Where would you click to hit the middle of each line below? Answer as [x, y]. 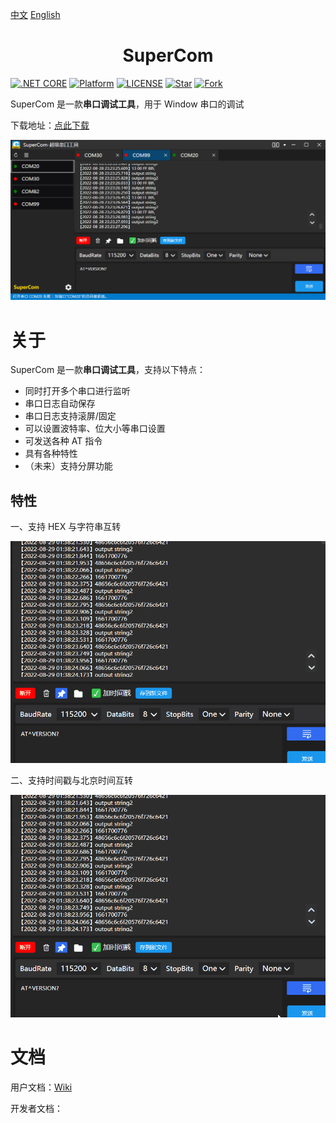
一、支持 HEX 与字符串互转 [66, 527]
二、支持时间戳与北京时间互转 [71, 780]
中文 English [35, 14]
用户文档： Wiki [41, 1087]
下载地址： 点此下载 [50, 125]
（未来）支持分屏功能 [68, 466]
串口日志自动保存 [60, 404]
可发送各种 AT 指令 [63, 441]
